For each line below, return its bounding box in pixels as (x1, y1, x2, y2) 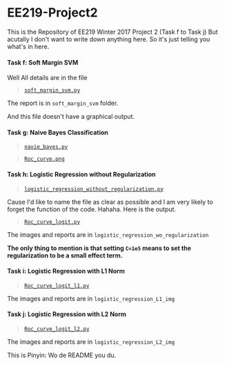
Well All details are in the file (7, 74, 88, 82)
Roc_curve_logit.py (23, 218, 81, 225)
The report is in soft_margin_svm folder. (7, 99, 119, 108)
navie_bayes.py (23, 144, 68, 151)
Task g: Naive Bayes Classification (7, 128, 108, 136)
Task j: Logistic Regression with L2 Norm (7, 310, 126, 318)
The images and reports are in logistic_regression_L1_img (7, 294, 175, 302)
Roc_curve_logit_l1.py (23, 282, 90, 289)
